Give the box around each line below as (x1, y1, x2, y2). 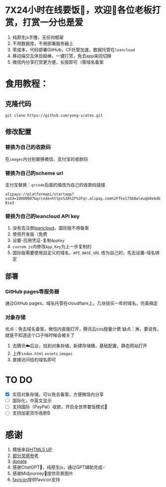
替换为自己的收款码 (5, 144, 51, 151)
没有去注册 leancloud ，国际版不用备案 (12, 225, 89, 231)
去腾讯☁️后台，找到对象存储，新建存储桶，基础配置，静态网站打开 (12, 343, 148, 349)
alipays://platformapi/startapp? (5, 191, 74, 196)
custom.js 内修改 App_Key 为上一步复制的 (12, 243, 92, 249)
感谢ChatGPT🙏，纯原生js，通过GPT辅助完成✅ (12, 464, 107, 470)
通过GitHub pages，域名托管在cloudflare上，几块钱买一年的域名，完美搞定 (5, 300, 158, 306)
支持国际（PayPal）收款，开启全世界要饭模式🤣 (12, 404, 108, 410)
